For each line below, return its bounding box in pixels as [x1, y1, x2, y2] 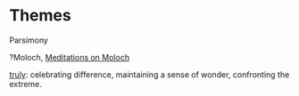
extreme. [9, 78, 43, 89]
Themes [9, 5, 71, 26]
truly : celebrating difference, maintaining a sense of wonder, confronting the [9, 68, 290, 80]
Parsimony [9, 35, 49, 45]
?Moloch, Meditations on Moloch [9, 52, 130, 62]
